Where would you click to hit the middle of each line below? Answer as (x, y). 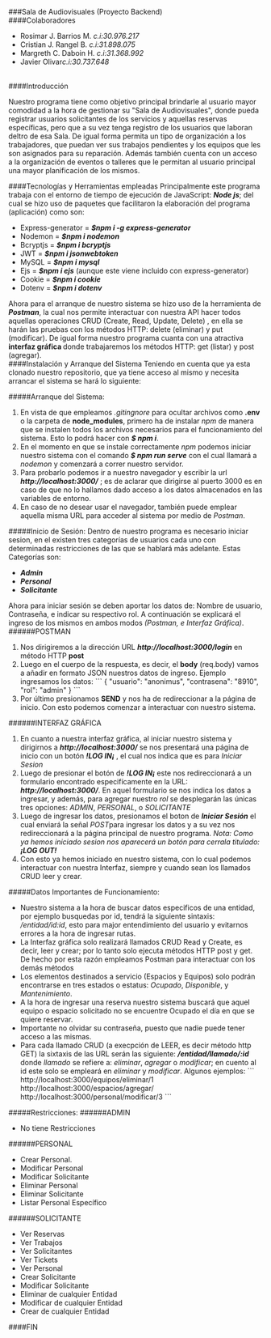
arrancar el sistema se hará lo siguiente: (75, 381)
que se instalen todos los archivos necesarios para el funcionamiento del (141, 429)
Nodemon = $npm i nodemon (69, 236)
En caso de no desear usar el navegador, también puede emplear (129, 507)
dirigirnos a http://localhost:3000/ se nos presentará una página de (134, 747)
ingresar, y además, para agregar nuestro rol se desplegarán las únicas (138, 799)
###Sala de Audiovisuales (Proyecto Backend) (85, 12)
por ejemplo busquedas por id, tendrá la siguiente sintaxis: (117, 916)
